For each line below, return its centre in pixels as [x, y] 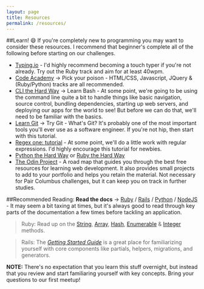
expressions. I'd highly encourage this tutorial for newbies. [88, 149]
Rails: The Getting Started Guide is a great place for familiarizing [101, 242]
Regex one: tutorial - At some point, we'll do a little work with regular [101, 143]
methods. [33, 231]
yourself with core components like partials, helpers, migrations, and [107, 249]
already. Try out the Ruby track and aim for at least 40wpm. [90, 72]
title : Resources [28, 18]
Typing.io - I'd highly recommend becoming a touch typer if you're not [103, 65]
